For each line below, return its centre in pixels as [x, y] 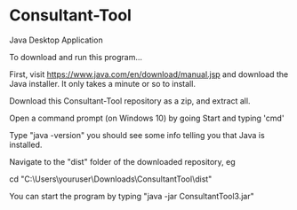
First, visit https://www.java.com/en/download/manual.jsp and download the [149, 74]
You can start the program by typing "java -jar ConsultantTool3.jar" [132, 196]
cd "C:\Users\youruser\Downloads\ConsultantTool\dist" [111, 179]
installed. [26, 144]
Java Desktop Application [56, 40]
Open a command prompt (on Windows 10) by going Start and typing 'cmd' [147, 118]
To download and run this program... [76, 57]
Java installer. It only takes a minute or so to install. [102, 83]
